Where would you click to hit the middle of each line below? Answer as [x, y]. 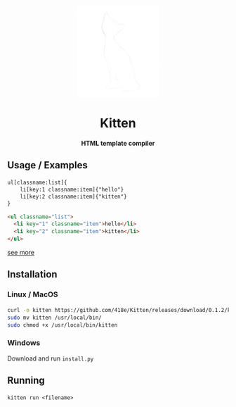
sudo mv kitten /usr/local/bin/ [54, 318]
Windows [24, 343]
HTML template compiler [118, 143]
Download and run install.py [51, 358]
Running [26, 381]
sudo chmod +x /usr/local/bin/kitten [63, 325]
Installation [32, 274]
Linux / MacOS [33, 294]
